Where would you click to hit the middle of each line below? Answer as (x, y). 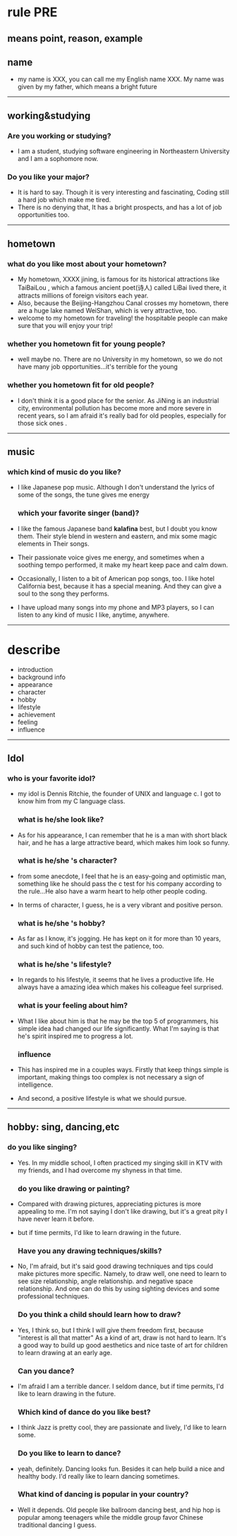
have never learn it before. (56, 1219)
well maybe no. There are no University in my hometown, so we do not (120, 359)
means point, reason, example (75, 39)
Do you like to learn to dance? (69, 1453)
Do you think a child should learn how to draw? (99, 1315)
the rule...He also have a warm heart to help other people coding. (112, 891)
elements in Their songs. (53, 543)
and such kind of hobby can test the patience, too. (91, 946)
